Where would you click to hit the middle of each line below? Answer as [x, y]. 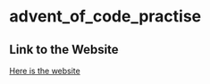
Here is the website [45, 71]
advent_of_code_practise [105, 17]
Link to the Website [64, 50]
